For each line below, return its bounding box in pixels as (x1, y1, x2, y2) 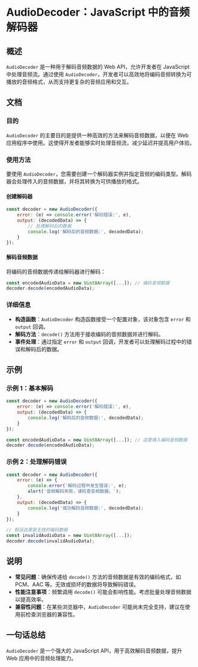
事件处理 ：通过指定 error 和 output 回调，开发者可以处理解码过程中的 (14, 338, 187, 345)
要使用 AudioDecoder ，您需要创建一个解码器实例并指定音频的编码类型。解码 (6, 170, 192, 177)
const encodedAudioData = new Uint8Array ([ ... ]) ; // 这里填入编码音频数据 (6, 437, 188, 443)
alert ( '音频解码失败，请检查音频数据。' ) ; (28, 488, 121, 494)
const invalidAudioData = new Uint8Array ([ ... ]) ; (6, 533, 133, 539)
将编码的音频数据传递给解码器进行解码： (6, 268, 106, 275)
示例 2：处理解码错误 (6, 458, 67, 466)
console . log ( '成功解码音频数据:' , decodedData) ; (28, 505, 144, 511)
